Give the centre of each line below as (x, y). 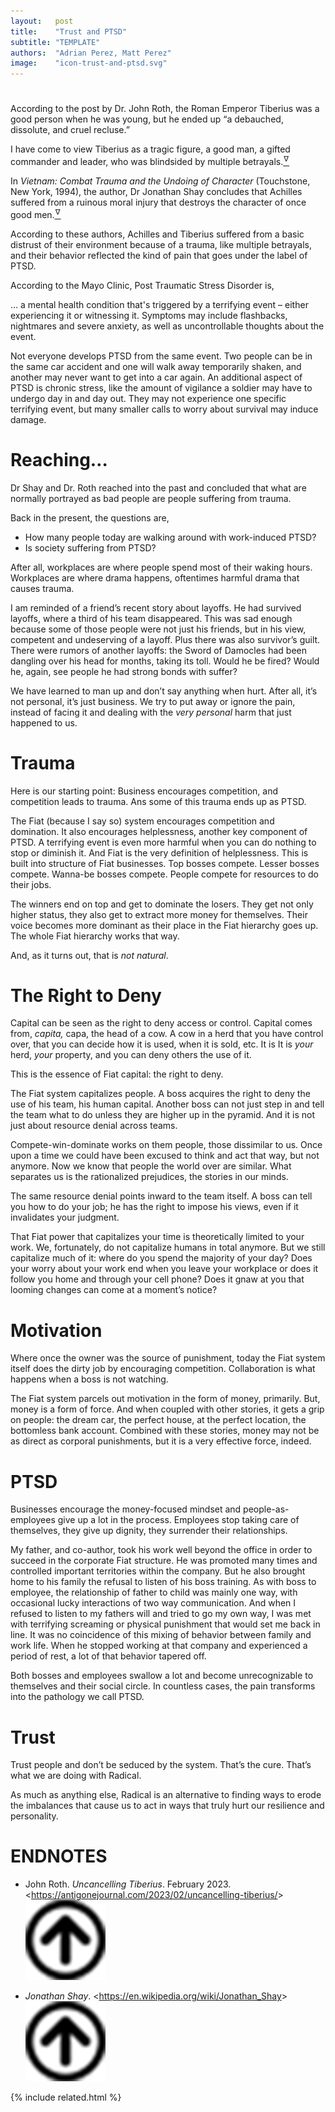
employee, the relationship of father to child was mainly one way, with (154, 1592)
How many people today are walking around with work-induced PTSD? (170, 537)
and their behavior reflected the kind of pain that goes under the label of (159, 255)
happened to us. (44, 722)
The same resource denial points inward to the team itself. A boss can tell (161, 1196)
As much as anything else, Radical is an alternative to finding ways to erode (166, 1795)
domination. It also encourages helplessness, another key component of (159, 831)
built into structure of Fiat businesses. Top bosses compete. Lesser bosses (165, 863)
